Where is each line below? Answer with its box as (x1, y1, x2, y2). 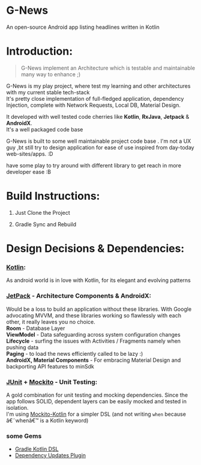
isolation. (6, 404, 29, 411)
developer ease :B (6, 168, 51, 175)
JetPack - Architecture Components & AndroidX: (6, 292, 152, 300)
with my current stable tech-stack (6, 88, 90, 96)
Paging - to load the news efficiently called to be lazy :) (6, 350, 143, 357)
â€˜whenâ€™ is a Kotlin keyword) (6, 416, 89, 424)
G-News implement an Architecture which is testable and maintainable (20, 64, 196, 71)
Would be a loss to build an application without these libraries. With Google (6, 305, 192, 313)
